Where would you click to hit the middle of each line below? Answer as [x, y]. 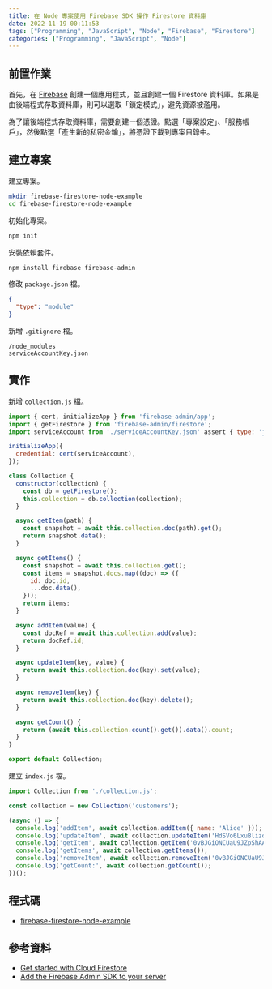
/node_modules [32, 346]
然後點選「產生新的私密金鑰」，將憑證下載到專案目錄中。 [120, 132]
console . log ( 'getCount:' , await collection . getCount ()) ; [114, 866]
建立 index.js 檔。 [39, 776]
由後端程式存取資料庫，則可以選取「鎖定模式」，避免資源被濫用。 [117, 105]
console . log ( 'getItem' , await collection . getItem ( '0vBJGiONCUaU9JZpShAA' [142, 843]
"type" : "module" [45, 307]
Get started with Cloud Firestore [74, 968]
